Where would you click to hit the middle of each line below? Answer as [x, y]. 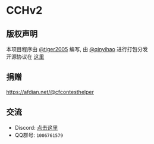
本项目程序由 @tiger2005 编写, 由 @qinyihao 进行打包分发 [77, 49]
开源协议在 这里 [25, 57]
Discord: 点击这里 [36, 127]
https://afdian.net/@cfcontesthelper [50, 92]
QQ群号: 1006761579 [39, 135]
